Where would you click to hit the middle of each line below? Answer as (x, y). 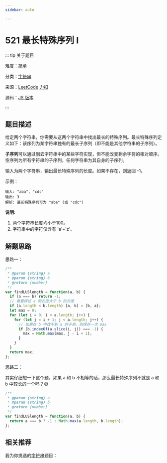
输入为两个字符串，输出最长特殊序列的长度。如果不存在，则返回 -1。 (75, 171)
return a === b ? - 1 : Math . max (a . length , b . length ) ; (66, 421)
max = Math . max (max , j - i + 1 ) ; (58, 334)
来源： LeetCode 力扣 (27, 87)
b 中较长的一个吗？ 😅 (27, 384)
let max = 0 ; (23, 310)
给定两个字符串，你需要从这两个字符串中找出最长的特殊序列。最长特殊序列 (81, 137)
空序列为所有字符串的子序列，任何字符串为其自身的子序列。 (66, 160)
